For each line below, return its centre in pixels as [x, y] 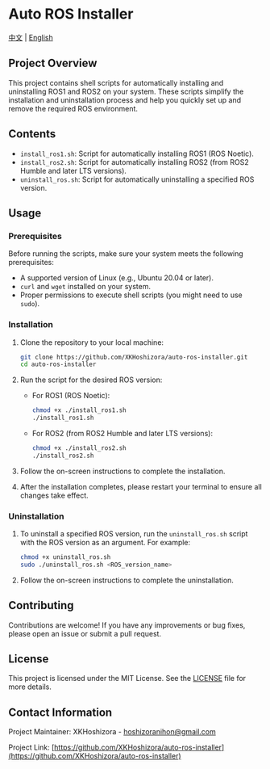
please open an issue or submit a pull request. [85, 633]
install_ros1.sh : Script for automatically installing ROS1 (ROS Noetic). [137, 153]
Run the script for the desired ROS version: [91, 380]
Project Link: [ [31, 747]
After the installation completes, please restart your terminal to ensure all [141, 486]
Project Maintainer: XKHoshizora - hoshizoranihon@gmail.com [112, 732]
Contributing [41, 605]
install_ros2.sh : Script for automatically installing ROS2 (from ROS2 [134, 162]
